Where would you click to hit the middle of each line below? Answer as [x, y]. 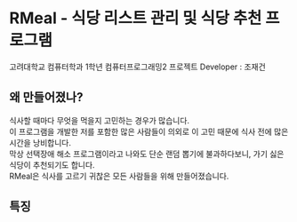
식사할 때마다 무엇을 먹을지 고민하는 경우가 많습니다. [99, 120]
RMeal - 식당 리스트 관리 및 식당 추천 [136, 18]
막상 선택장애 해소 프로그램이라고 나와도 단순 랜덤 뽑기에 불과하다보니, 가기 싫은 [147, 154]
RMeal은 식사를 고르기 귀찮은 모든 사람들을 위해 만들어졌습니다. [119, 176]
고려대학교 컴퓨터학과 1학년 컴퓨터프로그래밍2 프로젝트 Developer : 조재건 [138, 67]
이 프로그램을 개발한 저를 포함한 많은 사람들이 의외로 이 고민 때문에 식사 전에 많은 [149, 131]
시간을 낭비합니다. [40, 142]
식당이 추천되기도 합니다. [52, 164]
